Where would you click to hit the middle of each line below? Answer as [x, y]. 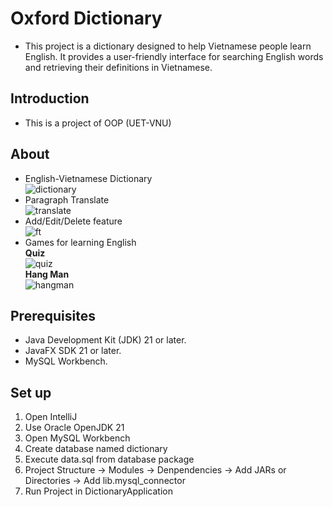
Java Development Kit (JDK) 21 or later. [105, 340]
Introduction [50, 98]
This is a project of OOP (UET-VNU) [98, 123]
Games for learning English [80, 242]
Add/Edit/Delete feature [73, 221]
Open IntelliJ [51, 417]
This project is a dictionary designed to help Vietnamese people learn [168, 46]
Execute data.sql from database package [109, 459]
